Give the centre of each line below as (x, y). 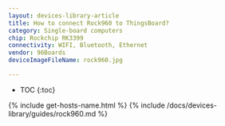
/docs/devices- (191, 105)
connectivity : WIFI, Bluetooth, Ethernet (78, 45)
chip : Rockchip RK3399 (46, 38)
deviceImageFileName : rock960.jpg (66, 61)
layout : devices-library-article (64, 16)
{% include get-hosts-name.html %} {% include (87, 105)
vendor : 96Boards (37, 53)
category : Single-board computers (66, 30)
